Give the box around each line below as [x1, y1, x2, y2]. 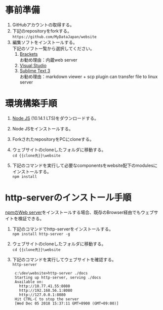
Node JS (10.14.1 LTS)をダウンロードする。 [12, 115, 99, 121]
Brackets [19, 51, 38, 57]
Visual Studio [19, 62, 47, 68]
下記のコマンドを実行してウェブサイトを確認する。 [12, 256, 117, 262]
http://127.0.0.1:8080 [19, 292, 66, 297]
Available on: [14, 279, 44, 284]
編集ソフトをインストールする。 [12, 39, 78, 45]
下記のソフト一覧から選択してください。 [12, 45, 95, 51]
